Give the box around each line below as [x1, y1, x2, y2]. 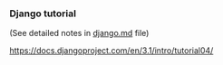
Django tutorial [9, 7, 77, 20]
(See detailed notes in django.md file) [9, 28, 150, 39]
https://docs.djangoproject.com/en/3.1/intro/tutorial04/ [9, 45, 214, 56]
